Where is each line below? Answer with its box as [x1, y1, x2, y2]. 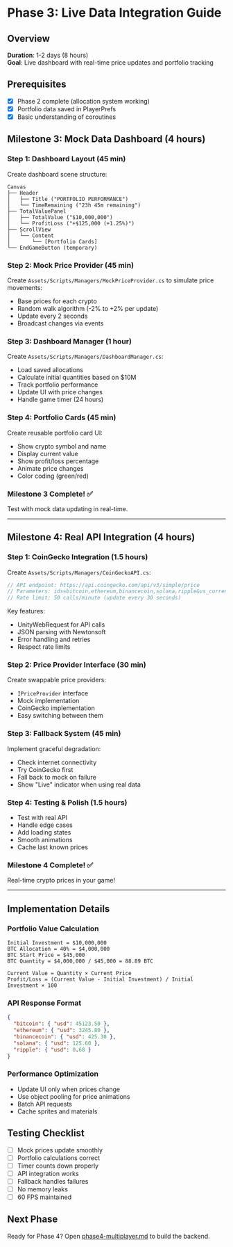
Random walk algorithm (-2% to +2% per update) [17, 304, 159, 312]
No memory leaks [17, 1184, 68, 1193]
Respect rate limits [17, 643, 71, 651]
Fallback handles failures [17, 1177, 89, 1185]
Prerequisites [7, 79, 67, 90]
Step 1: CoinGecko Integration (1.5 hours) [7, 552, 148, 562]
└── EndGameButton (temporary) [7, 244, 98, 251]
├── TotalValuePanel [7, 207, 67, 215]
